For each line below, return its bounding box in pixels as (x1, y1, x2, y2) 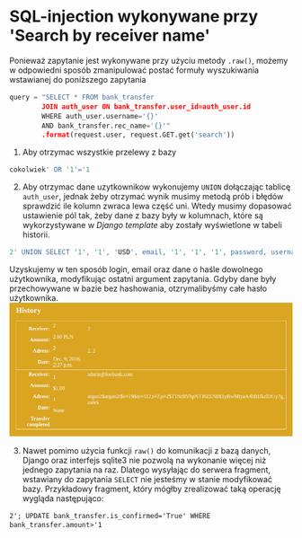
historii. (22, 229, 50, 240)
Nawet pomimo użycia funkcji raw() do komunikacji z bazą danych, (22, 445, 271, 455)
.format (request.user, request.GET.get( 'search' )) (41, 130, 235, 140)
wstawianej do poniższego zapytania (9, 74, 147, 84)
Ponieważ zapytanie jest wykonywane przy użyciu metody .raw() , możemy (9, 55, 289, 66)
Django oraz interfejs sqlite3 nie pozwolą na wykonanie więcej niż (22, 454, 267, 465)
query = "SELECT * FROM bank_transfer (9, 93, 155, 101)
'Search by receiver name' (9, 25, 210, 46)
